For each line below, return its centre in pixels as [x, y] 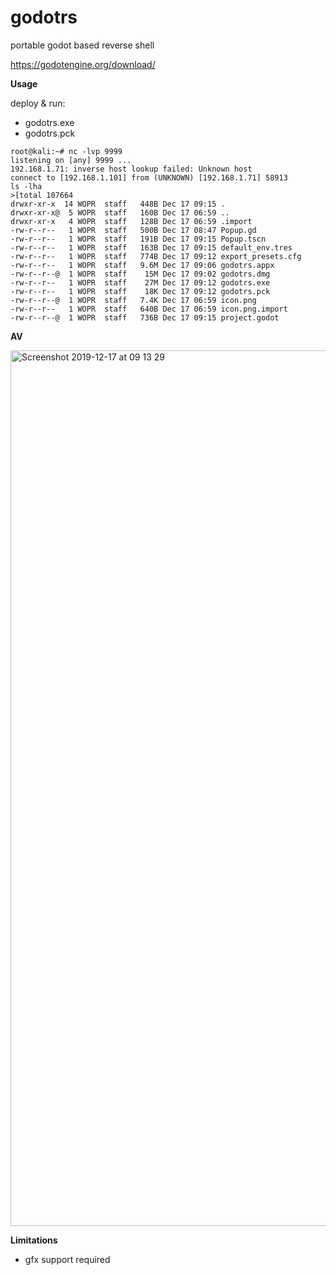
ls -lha [26, 186]
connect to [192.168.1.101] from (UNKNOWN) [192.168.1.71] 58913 [149, 177]
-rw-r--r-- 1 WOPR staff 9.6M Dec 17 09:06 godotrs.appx [142, 265]
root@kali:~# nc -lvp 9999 [66, 151]
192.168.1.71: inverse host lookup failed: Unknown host [131, 169]
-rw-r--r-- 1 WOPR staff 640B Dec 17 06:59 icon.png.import [149, 309]
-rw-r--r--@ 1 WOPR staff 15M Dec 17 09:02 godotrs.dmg [140, 274]
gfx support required [67, 1259]
